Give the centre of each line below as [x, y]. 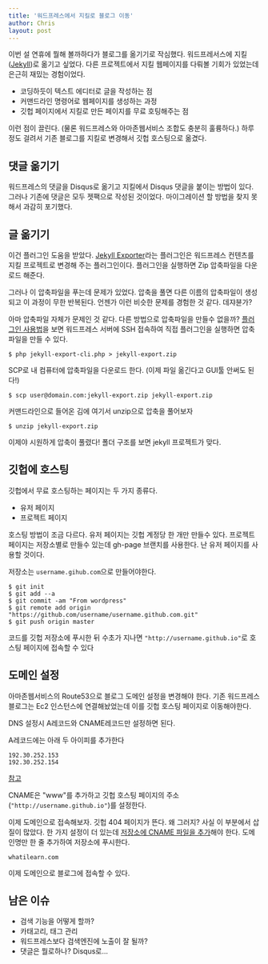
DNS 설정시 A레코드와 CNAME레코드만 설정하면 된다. [92, 723]
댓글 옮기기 [34, 166]
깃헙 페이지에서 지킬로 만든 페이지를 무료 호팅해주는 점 [104, 111]
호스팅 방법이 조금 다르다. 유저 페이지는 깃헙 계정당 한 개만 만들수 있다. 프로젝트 [132, 534]
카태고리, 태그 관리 [49, 931]
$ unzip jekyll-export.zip [53, 426]
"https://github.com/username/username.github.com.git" [103, 614]
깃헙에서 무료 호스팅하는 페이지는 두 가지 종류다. [83, 490]
